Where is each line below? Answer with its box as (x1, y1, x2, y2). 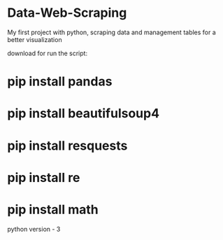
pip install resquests (7, 138, 128, 153)
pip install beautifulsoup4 (7, 106, 159, 122)
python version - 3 (7, 225, 61, 233)
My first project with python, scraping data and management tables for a (7, 28, 217, 36)
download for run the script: (7, 49, 88, 57)
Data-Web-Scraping (7, 5, 127, 21)
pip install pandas (7, 73, 113, 90)
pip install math (7, 202, 99, 218)
